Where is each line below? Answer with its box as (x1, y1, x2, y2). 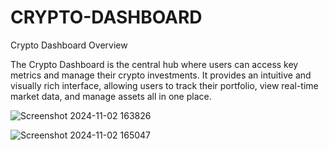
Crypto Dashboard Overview (10, 39, 128, 51)
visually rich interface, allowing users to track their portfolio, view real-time (10, 79, 319, 91)
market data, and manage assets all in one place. (10, 90, 212, 102)
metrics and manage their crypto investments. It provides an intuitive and (10, 69, 312, 81)
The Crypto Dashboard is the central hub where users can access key (10, 58, 299, 70)
